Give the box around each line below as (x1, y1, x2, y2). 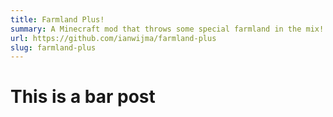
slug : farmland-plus (10, 42, 97, 53)
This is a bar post (10, 86, 156, 108)
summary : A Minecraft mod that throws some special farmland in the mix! (10, 24, 325, 34)
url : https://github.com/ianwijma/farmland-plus (10, 33, 217, 43)
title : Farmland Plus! (10, 14, 105, 25)
